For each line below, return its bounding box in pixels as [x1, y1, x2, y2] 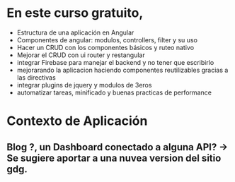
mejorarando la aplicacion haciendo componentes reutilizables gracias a [16, 66, 229, 74]
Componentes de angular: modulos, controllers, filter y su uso [16, 35, 197, 44]
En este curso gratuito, [6, 5, 144, 21]
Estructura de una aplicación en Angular [16, 28, 134, 37]
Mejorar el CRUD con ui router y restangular [16, 51, 146, 59]
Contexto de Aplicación [6, 113, 148, 129]
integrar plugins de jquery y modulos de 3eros [16, 80, 152, 89]
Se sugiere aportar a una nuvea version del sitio [6, 152, 222, 164]
